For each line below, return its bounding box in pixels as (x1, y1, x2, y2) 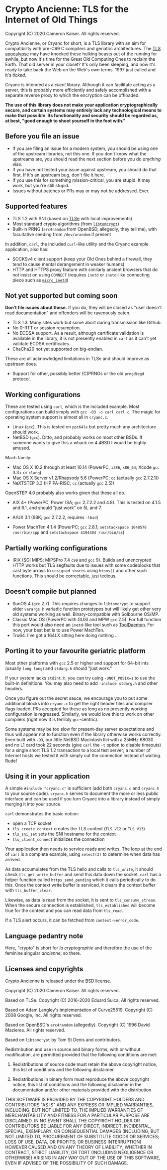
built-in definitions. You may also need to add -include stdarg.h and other (5, 680, 158, 686)
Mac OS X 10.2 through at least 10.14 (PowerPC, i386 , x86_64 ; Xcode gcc (12, 464, 160, 470)
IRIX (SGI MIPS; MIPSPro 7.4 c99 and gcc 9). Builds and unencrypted (12, 557, 152, 563)
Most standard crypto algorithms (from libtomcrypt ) (12, 221, 119, 227)
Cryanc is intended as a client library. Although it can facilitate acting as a (5, 81, 156, 88)
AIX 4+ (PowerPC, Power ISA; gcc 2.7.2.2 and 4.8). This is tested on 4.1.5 (12, 500, 161, 506)
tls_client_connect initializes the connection (12, 836, 105, 842)
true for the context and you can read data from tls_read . (5, 908, 123, 913)
